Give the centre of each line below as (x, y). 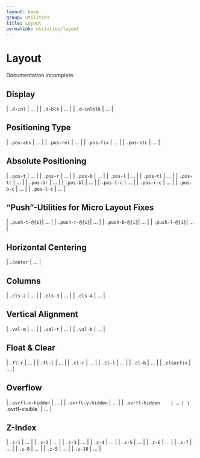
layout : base (23, 12)
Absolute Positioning (46, 161)
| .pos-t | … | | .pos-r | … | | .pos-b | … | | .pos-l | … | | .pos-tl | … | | (92, 176)
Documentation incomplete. (41, 75)
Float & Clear (31, 348)
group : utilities (28, 17)
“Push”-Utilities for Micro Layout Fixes (80, 208)
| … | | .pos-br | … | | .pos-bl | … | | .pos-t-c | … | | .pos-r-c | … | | (95, 182)
